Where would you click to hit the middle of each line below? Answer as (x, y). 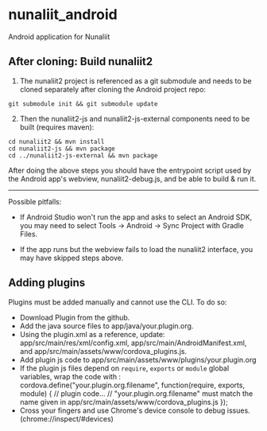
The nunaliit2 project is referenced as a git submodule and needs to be (135, 80)
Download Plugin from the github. (75, 317)
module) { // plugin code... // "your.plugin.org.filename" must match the (136, 393)
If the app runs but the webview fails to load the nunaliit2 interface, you (136, 249)
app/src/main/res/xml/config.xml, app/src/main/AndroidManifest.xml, (133, 343)
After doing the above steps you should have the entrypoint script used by (130, 170)
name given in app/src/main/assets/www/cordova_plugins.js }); (124, 402)
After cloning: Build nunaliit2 (81, 62)
